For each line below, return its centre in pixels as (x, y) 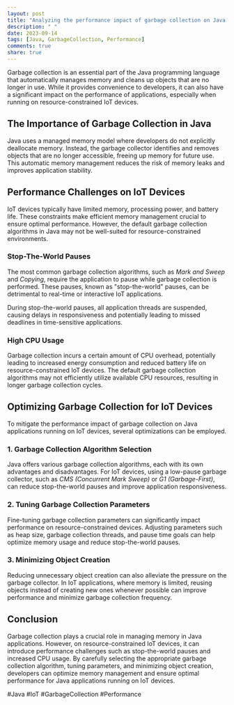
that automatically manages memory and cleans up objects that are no (108, 79)
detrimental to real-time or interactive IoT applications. (85, 294)
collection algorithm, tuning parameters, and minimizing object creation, (110, 665)
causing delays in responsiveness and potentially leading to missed (104, 315)
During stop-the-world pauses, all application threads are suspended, (107, 307)
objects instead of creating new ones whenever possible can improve (107, 590)
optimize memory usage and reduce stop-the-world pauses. (94, 542)
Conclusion (33, 620)
